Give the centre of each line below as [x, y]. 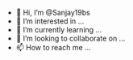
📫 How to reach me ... [53, 47]
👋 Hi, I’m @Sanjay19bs [53, 13]
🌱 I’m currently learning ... [59, 30]
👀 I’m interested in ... [50, 21]
